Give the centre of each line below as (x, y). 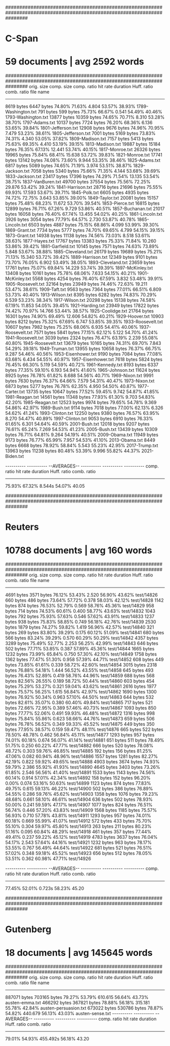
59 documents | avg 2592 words (75, 62)
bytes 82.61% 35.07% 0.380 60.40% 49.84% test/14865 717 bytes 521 (79, 703)
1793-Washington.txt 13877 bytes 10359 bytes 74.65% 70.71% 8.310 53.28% (85, 117)
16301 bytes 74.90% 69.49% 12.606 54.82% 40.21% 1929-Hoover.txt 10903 (84, 317)
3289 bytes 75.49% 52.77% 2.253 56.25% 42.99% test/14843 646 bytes (82, 643)
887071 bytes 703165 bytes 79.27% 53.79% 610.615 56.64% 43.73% (77, 997)
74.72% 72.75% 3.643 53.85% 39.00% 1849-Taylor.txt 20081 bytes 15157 (82, 198)
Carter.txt (15, 392)
